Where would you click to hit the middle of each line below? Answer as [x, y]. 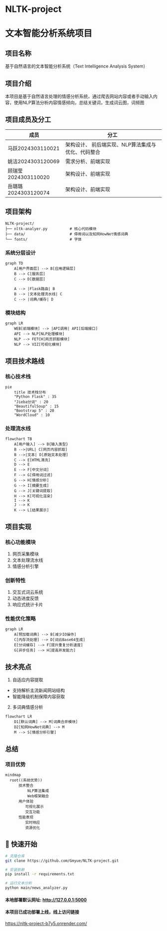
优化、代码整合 [83, 152]
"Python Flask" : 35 [35, 396]
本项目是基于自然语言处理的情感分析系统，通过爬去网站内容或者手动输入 [79, 96]
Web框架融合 [38, 796]
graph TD [14, 263]
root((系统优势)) [26, 780]
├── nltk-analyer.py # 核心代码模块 [51, 229]
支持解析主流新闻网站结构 [39, 690]
